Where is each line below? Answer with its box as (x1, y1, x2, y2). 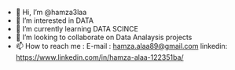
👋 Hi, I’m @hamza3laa (15, 8, 87, 17)
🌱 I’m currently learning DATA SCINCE (15, 24, 139, 33)
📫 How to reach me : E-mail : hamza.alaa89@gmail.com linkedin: (15, 42, 228, 50)
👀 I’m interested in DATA (15, 16, 94, 25)
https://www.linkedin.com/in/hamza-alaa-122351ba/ (15, 53, 184, 62)
